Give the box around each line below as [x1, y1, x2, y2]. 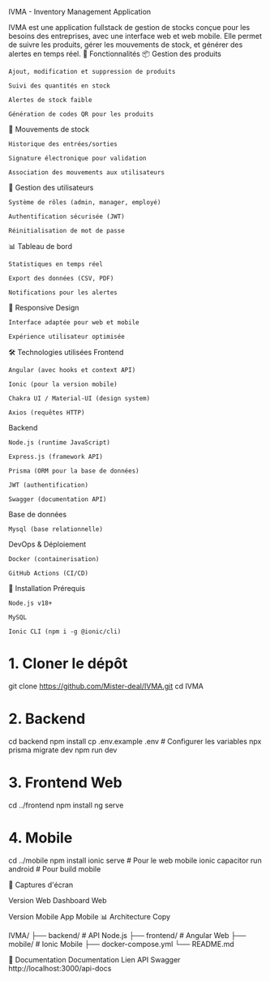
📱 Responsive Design [8, 303, 79, 312]
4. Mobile [8, 829, 73, 846]
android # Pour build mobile [8, 863, 101, 874]
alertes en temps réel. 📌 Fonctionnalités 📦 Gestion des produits [8, 49, 221, 58]
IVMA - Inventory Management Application [8, 7, 152, 16]
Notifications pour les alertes [8, 289, 118, 297]
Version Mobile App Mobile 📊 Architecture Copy [8, 911, 171, 921]
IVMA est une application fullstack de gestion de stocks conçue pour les [8, 23, 251, 32]
